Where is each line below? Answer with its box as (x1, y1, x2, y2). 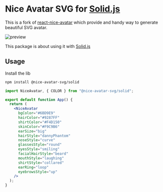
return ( (9, 102, 27, 107)
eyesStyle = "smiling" (18, 147, 60, 152)
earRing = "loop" (18, 165, 49, 170)
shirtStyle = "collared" (18, 160, 64, 165)
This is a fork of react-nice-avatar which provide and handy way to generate (5, 19, 158, 25)
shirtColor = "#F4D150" (18, 120, 62, 125)
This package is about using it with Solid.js (5, 43, 91, 49)
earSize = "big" (18, 128, 47, 134)
